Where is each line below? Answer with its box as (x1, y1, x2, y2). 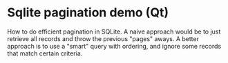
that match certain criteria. (7, 49, 83, 58)
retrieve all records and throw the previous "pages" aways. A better (7, 34, 199, 42)
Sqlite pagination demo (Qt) (7, 5, 169, 21)
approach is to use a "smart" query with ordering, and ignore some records (7, 42, 222, 50)
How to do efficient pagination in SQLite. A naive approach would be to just (7, 27, 221, 36)
